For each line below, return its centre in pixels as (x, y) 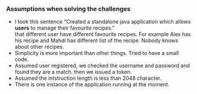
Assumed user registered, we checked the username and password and (102, 66)
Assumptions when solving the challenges (68, 9)
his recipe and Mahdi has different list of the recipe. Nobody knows (96, 41)
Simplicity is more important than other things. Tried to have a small (96, 53)
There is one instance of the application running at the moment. (92, 85)
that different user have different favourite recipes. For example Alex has (103, 34)
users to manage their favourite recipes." (65, 28)
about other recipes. (39, 47)
